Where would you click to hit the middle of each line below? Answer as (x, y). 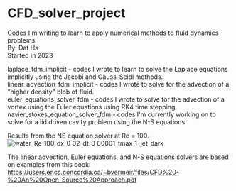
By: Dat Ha (23, 48)
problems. (22, 40)
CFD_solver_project (66, 13)
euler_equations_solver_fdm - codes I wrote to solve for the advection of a (116, 99)
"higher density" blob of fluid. (51, 92)
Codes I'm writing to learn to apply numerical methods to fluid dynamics (113, 33)
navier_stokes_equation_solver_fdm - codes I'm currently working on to (112, 114)
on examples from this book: (49, 164)
